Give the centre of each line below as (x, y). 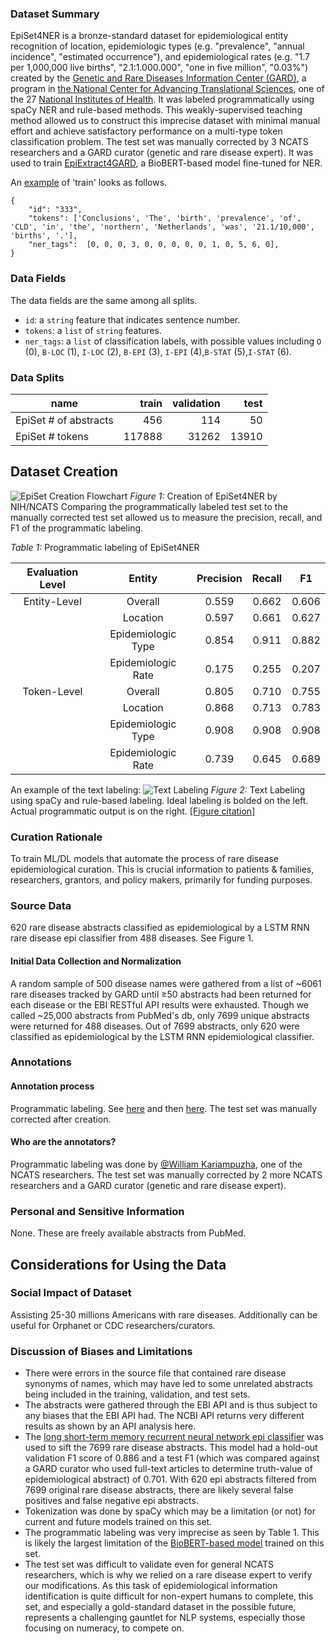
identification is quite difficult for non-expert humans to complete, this (169, 1596)
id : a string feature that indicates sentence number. (132, 319)
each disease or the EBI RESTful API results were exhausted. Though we (160, 1004)
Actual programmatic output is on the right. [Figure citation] (133, 811)
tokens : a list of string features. (93, 330)
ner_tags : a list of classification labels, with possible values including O (173, 341)
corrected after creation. (61, 1119)
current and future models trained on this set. (118, 1522)
